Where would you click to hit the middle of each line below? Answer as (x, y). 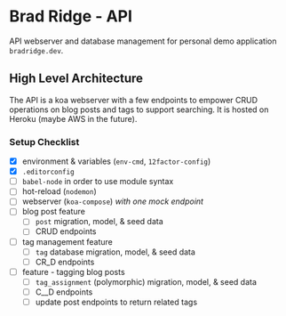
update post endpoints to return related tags (116, 302)
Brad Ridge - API (71, 16)
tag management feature (68, 241)
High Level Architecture (76, 79)
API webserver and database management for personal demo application (143, 41)
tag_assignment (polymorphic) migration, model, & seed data (146, 281)
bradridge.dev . (36, 50)
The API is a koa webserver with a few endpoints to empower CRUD (134, 100)
